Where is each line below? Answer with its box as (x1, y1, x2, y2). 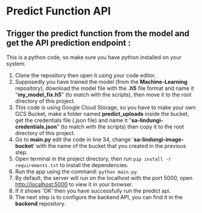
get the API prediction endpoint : (6, 37, 131, 48)
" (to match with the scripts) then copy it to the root (56, 123, 185, 130)
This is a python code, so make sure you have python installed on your (6, 54, 182, 61)
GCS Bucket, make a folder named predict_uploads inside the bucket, (14, 110, 189, 117)
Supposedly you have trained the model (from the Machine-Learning (14, 78, 188, 85)
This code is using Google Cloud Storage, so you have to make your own (14, 104, 196, 111)
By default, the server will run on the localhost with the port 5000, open (14, 174, 193, 182)
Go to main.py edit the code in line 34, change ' (14, 136, 134, 143)
